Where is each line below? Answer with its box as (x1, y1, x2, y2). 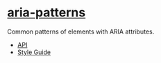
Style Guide (17, 48, 51, 56)
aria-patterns (7, 5, 86, 21)
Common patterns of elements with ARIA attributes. (7, 27, 155, 36)
